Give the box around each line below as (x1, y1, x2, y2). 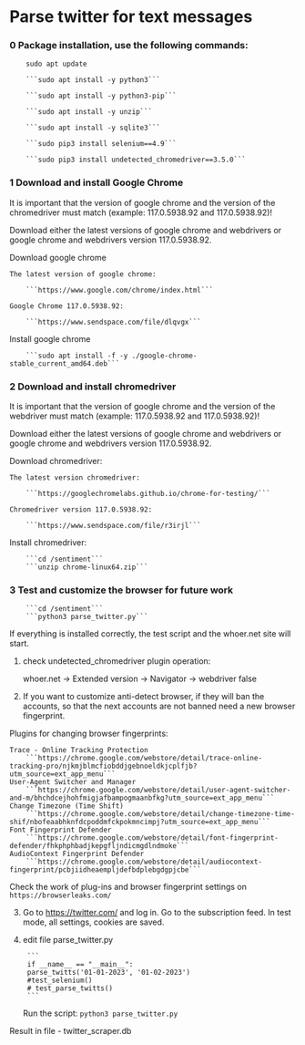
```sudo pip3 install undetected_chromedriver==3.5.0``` (25, 155, 247, 165)
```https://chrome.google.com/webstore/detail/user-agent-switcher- (25, 786, 291, 795)
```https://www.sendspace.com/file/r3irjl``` (25, 522, 202, 531)
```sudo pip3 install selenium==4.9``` (25, 140, 178, 149)
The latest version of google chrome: (9, 269, 157, 279)
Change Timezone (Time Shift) (9, 802, 125, 811)
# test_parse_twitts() (26, 984, 114, 993)
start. (9, 638, 30, 649)
